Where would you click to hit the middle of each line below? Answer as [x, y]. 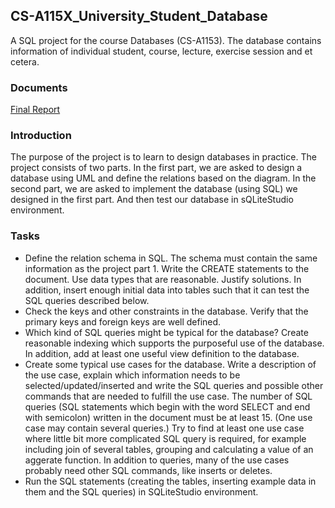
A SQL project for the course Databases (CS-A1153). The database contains [166, 40]
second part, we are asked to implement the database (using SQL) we [154, 189]
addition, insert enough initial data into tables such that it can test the [167, 290]
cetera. [25, 61]
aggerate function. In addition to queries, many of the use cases [157, 460]
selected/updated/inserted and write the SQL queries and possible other [174, 385]
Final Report [35, 110]
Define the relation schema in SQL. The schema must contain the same [171, 258]
